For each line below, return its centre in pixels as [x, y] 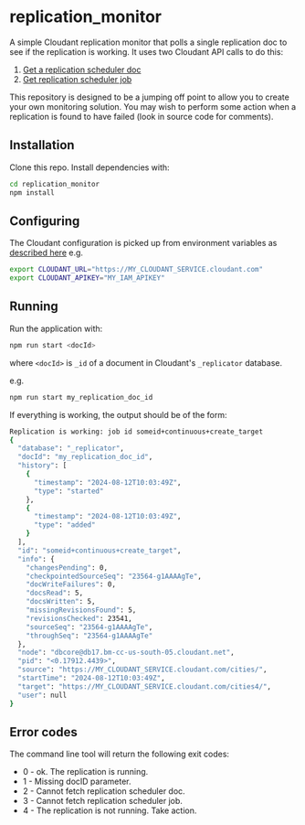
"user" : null [42, 695]
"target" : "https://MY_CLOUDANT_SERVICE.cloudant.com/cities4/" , [145, 686]
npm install [32, 193]
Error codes [43, 732]
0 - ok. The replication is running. [85, 772]
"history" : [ [42, 466]
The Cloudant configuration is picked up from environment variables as [143, 243]
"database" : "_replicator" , [71, 449]
